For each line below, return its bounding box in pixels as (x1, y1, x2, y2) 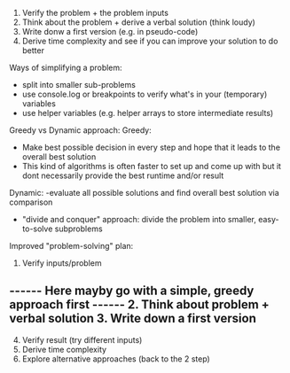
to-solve (21, 223, 53, 234)
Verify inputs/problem (21, 258, 102, 268)
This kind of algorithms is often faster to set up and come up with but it (21, 161, 282, 171)
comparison (9, 197, 53, 207)
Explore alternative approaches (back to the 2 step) (21, 354, 210, 364)
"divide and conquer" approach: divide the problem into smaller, (21, 214, 257, 224)
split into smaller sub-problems (21, 80, 136, 89)
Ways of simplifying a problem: (9, 62, 122, 73)
